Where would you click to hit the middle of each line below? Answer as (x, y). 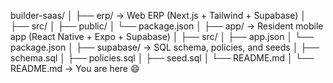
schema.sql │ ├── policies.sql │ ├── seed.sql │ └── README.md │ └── (162, 58)
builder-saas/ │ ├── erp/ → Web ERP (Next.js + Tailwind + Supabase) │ (158, 15)
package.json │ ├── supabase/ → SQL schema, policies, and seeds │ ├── (165, 47)
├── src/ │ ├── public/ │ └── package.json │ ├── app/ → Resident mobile (167, 26)
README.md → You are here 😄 (75, 68)
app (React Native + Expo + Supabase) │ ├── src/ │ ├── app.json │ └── (162, 36)
